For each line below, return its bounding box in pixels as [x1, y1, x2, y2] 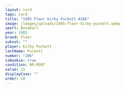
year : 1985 [5, 30, 28, 35]
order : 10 [5, 76, 26, 81]
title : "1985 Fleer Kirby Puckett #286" [5, 16, 90, 21]
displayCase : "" [5, 72, 39, 77]
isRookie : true [5, 58, 37, 63]
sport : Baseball [5, 26, 39, 31]
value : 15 [5, 67, 26, 72]
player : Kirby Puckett [5, 44, 52, 49]
